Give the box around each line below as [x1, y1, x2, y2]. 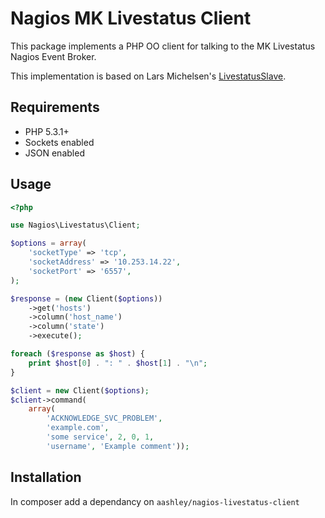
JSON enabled [24, 147, 85, 159]
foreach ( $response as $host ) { [10, 349, 145, 359]
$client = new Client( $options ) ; [10, 385, 150, 396]
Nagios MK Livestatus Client [10, 7, 252, 30]
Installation [10, 469, 82, 486]
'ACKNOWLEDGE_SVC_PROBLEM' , [46, 413, 163, 424]
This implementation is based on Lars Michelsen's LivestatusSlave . [10, 70, 287, 82]
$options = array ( [10, 238, 87, 249]
